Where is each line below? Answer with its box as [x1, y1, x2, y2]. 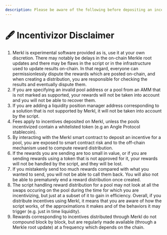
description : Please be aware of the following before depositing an [5, 7, 153, 12]
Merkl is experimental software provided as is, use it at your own [12, 49, 145, 55]
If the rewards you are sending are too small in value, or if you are [12, 150, 147, 156]
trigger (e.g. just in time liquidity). [12, 208, 81, 214]
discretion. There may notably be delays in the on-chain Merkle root [12, 55, 152, 61]
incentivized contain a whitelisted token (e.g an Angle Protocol [12, 123, 141, 129]
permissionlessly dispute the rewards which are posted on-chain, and [12, 71, 156, 77]
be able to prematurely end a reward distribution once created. [12, 176, 141, 182]
